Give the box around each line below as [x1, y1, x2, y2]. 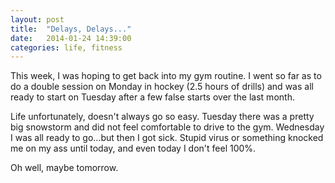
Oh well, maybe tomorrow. [10, 162, 119, 174]
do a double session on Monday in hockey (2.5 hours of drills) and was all [10, 81, 314, 93]
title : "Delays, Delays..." [10, 24, 132, 34]
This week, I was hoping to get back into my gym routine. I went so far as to [10, 70, 322, 82]
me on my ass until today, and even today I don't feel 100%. [10, 142, 257, 155]
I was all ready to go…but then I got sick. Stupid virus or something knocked [10, 132, 324, 144]
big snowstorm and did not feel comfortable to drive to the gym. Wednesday [10, 121, 325, 133]
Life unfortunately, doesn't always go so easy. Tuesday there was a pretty [10, 111, 315, 123]
